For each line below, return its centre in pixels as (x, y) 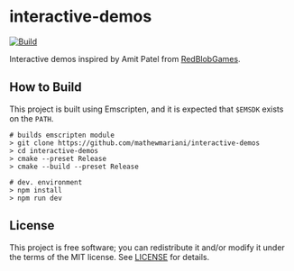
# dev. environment (46, 182)
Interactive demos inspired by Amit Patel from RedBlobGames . (125, 59)
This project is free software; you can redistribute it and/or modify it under (147, 247)
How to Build (46, 87)
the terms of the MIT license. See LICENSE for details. (110, 257)
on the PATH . (32, 118)
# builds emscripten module (62, 135)
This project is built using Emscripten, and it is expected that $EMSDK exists (147, 109)
